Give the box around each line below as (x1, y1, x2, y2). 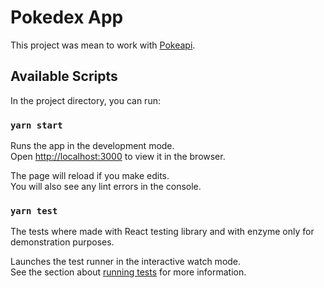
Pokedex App (10, 6, 124, 29)
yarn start (10, 119, 63, 131)
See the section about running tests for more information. (10, 266, 247, 278)
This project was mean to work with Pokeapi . (10, 39, 196, 51)
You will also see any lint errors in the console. (10, 181, 202, 193)
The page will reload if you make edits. (10, 170, 170, 182)
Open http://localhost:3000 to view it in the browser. (10, 151, 226, 163)
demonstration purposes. (10, 236, 115, 248)
